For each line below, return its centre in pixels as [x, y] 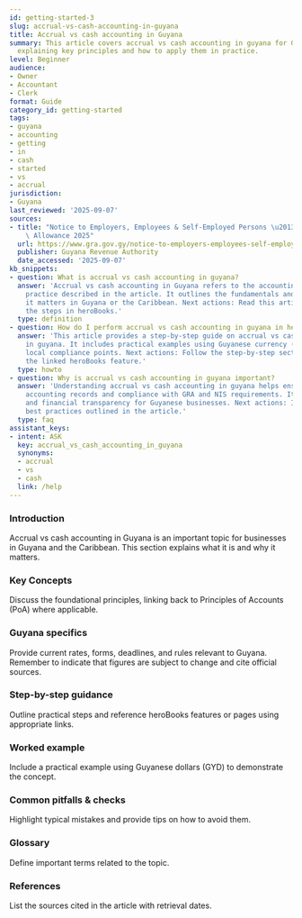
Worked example [47, 747]
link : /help [40, 486]
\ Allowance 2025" [60, 235]
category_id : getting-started [66, 110]
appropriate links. [42, 724]
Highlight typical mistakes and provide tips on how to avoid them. [130, 820]
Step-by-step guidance [62, 695]
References [35, 886]
